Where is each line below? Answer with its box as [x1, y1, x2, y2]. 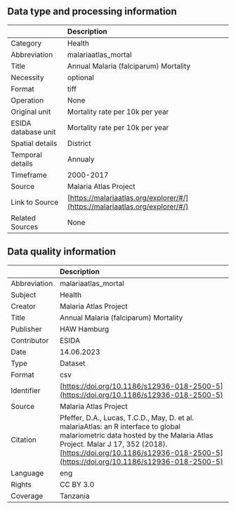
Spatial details [11, 138, 58, 148]
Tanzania [59, 491, 90, 501]
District [67, 138, 91, 148]
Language [11, 468, 44, 478]
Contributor [11, 335, 49, 345]
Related [11, 213, 37, 223]
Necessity [11, 72, 44, 82]
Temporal [11, 150, 42, 159]
